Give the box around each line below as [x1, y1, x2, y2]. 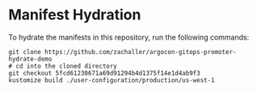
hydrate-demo [8, 55, 53, 63]
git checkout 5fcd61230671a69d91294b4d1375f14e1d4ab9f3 [8, 69, 200, 77]
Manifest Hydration [8, 6, 141, 24]
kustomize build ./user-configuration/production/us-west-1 [8, 76, 216, 84]
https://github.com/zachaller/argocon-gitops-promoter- [44, 48, 237, 56]
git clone [8, 48, 42, 56]
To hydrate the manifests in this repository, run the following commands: [8, 32, 250, 42]
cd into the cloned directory [15, 62, 117, 70]
